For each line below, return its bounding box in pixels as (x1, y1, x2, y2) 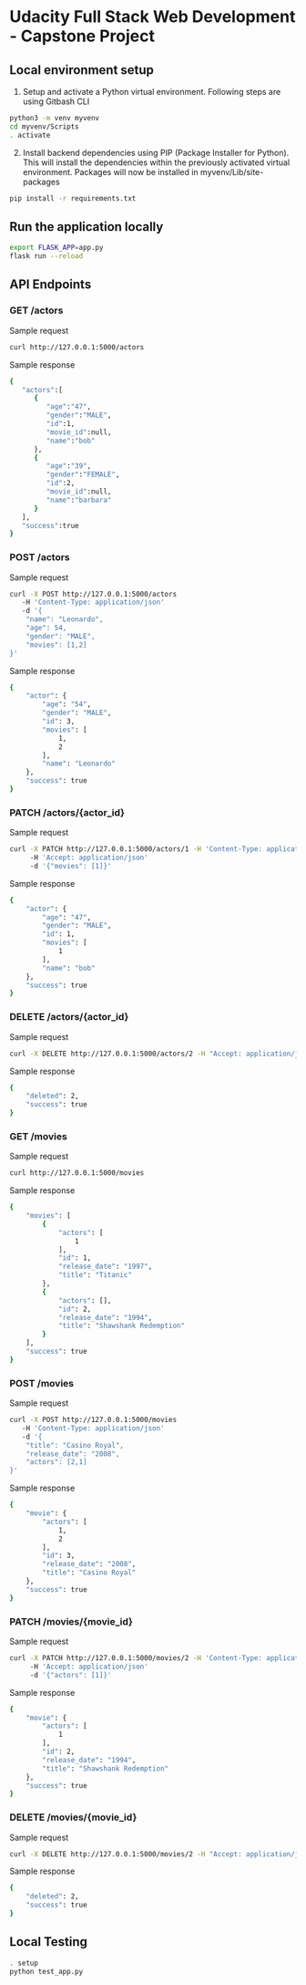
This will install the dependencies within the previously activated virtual (22, 157, 291, 168)
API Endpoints (9, 276, 92, 293)
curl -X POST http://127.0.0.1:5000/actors (9, 589, 178, 598)
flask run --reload (9, 252, 84, 261)
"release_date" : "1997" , (57, 1262, 153, 1272)
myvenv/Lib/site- (199, 166, 264, 177)
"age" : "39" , (46, 462, 92, 471)
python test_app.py (9, 1967, 84, 1976)
